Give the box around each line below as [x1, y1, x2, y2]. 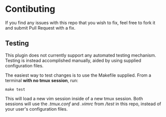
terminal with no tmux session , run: [5, 77, 78, 83]
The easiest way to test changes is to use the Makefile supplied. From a [5, 72, 152, 78]
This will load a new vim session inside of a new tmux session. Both [5, 95, 143, 101]
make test [5, 87, 26, 92]
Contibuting [5, 3, 55, 15]
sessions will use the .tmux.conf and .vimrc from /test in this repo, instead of [5, 101, 162, 107]
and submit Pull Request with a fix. [5, 25, 76, 30]
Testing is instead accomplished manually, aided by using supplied [5, 58, 141, 63]
